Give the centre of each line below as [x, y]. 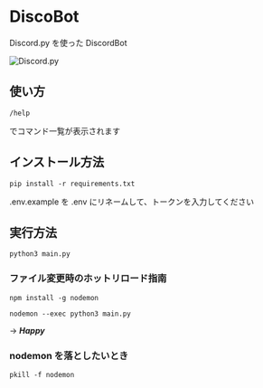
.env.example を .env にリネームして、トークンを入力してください [132, 202]
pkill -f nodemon [42, 374]
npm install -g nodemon [54, 298]
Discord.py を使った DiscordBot [68, 43]
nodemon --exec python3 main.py [70, 314]
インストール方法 [57, 162]
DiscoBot [44, 17]
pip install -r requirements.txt [72, 184]
